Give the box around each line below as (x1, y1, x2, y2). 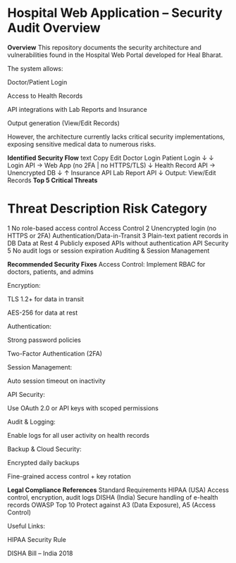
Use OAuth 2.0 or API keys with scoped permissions (7, 403, 159, 412)
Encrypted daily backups (7, 458, 80, 467)
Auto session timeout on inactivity (7, 377, 106, 385)
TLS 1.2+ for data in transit (7, 294, 85, 303)
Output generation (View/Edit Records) (7, 118, 120, 127)
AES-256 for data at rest (7, 308, 78, 317)
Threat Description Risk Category (7, 201, 208, 217)
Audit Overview (7, 20, 101, 36)
